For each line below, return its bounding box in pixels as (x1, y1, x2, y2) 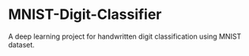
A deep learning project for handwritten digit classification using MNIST (8, 32, 242, 41)
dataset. (8, 39, 36, 49)
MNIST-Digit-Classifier (8, 6, 162, 24)
